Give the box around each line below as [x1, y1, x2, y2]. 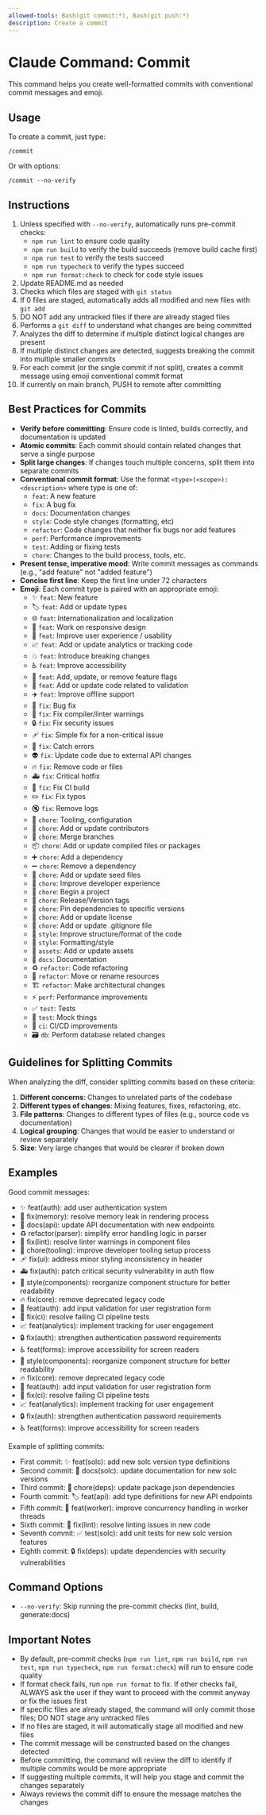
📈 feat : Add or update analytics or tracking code [31, 639, 193, 649]
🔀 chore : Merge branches [31, 832, 114, 841]
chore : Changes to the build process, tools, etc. [31, 550, 187, 560]
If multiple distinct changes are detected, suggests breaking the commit [19, 346, 256, 356]
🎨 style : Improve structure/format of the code [31, 929, 183, 938]
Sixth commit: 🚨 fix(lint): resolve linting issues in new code [19, 1520, 211, 1529]
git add [19, 305, 45, 314]
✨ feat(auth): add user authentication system [19, 1203, 168, 1212]
